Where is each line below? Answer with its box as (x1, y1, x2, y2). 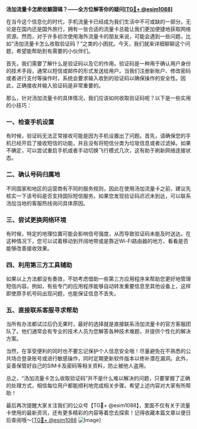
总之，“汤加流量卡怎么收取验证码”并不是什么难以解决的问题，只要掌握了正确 (6, 375, 191, 382)
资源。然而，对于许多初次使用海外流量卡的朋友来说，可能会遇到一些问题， (6, 33, 186, 40)
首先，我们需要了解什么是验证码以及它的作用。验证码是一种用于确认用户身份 (6, 60, 191, 67)
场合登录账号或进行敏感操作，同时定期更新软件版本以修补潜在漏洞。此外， (11, 355, 191, 362)
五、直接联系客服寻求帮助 (6, 306, 79, 315)
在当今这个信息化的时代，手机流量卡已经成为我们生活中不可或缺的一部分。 (6, 18, 186, 25)
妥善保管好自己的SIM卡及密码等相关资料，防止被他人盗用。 (6, 362, 150, 369)
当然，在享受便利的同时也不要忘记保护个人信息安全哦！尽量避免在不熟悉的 (6, 347, 186, 354)
